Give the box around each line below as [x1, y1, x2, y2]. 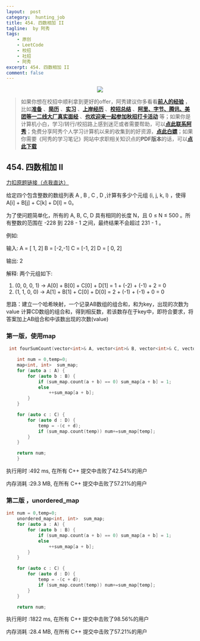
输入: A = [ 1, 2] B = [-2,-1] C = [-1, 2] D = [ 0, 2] [6, 245, 122, 252]
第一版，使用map [6, 332, 56, 340]
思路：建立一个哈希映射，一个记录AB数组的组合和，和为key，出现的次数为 [6, 301, 189, 308]
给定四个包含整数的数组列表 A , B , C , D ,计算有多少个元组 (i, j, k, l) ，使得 [6, 192, 186, 199]
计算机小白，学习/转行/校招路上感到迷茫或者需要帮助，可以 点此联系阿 [20, 121, 192, 128]
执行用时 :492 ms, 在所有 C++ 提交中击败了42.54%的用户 [6, 467, 148, 474]
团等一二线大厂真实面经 [20, 113, 79, 120]
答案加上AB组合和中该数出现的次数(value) [6, 316, 109, 323]
